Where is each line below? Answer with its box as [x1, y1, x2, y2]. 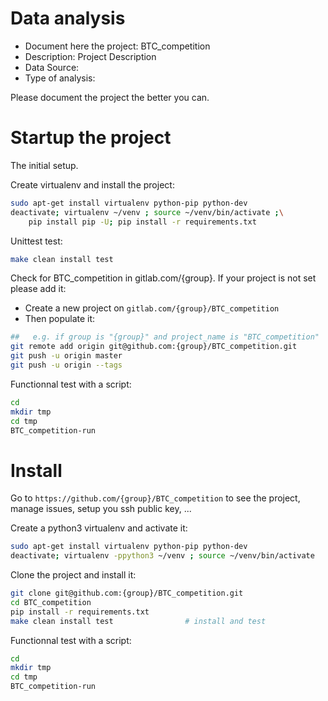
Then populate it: [24, 313, 96, 325]
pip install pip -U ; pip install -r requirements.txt [28, 217, 257, 227]
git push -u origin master [10, 351, 123, 361]
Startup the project [10, 127, 172, 149]
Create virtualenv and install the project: [10, 178, 175, 191]
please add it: [10, 283, 67, 295]
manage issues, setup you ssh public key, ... [10, 503, 192, 515]
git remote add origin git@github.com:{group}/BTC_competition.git [10, 342, 298, 352]
